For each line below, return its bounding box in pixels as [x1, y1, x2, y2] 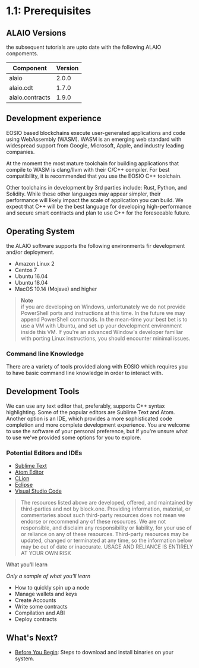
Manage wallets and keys [14, 590, 77, 598]
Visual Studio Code [14, 487, 62, 494]
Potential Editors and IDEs [6, 449, 83, 457]
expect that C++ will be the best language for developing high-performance [6, 203, 192, 210]
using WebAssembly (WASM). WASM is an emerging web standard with [6, 136, 182, 143]
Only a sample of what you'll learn [6, 572, 91, 580]
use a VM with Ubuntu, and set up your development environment [20, 322, 182, 329]
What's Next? [6, 633, 58, 643]
